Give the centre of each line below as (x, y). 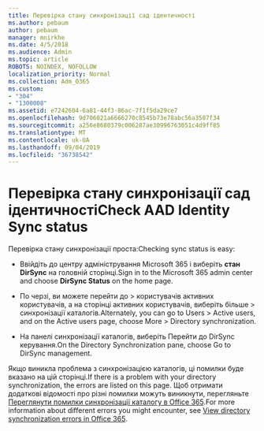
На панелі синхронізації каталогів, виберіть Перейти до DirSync (127, 336)
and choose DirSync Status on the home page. (96, 281)
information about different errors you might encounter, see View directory (129, 411)
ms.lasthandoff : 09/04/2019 (54, 147)
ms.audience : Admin (40, 52)
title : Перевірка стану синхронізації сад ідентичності (102, 15)
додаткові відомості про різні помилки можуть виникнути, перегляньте (129, 394)
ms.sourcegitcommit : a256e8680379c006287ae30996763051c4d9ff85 (114, 125)
